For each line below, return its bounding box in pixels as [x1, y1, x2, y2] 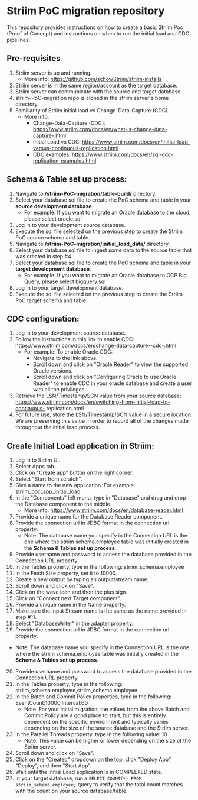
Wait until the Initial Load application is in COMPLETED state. [15, 769, 163, 776]
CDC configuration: [6, 313, 80, 323]
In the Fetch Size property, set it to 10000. [15, 569, 117, 577]
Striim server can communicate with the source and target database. [15, 88, 182, 95]
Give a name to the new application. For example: [15, 482, 136, 489]
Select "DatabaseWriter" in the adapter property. [15, 620, 134, 627]
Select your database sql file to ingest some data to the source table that [15, 247, 192, 254]
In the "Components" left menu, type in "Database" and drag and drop [15, 494, 186, 501]
